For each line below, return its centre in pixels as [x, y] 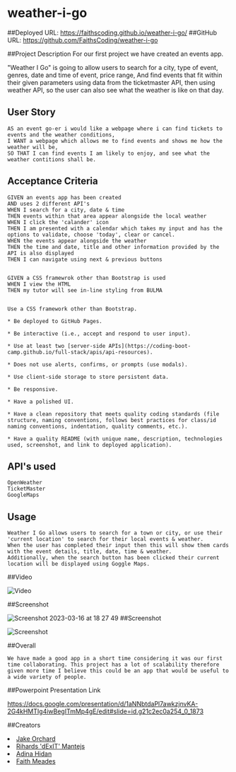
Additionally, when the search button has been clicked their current [113, 558]
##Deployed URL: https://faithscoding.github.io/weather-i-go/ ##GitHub [112, 33]
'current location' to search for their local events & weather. [105, 539]
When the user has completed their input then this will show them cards [118, 546]
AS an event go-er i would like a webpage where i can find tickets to [115, 129]
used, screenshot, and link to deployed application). [90, 445]
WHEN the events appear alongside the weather [77, 241]
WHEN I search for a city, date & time [66, 210]
